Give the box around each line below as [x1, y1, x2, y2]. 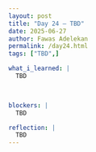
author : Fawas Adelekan [8, 34, 89, 43]
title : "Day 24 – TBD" [8, 20, 85, 28]
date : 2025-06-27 [8, 27, 67, 35]
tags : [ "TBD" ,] [8, 50, 60, 58]
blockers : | [8, 101, 48, 110]
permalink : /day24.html [8, 42, 89, 50]
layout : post [8, 11, 52, 20]
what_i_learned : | [8, 64, 70, 73]
